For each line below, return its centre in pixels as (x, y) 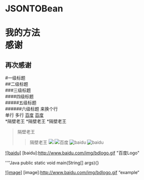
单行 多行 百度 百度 (24, 115)
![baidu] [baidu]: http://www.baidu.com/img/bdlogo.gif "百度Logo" (72, 153)
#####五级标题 (21, 103)
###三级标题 (18, 90)
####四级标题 (19, 97)
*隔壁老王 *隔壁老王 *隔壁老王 (36, 121)
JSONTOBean (34, 9)
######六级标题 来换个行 (32, 109)
